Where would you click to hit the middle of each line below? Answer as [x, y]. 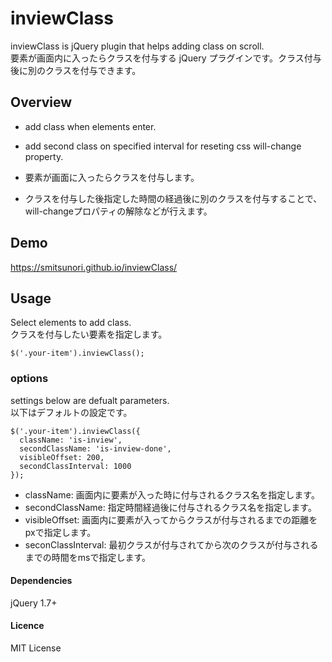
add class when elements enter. [90, 126]
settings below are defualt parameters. [90, 400]
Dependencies [41, 581]
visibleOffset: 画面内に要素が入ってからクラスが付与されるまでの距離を [171, 519]
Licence [27, 626]
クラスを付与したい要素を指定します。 [89, 334]
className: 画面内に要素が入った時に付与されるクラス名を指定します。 [172, 494]
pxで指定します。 [60, 532]
